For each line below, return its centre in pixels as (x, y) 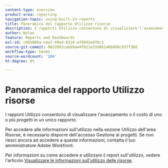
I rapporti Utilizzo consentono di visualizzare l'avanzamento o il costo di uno (84, 114)
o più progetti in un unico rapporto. (41, 120)
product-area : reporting (31, 14)
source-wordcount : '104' (31, 56)
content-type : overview (30, 10)
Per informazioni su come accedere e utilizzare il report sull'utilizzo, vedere (83, 155)
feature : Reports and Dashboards (40, 38)
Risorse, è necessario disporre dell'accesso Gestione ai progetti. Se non (79, 135)
